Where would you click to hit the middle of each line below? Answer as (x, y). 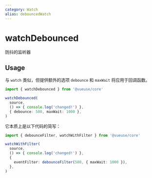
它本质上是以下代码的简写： (33, 126)
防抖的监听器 (18, 52)
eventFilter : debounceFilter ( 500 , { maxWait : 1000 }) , (71, 162)
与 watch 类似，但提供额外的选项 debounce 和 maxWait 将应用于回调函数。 (77, 80)
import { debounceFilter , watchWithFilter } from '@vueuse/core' (73, 135)
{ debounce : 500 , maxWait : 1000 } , (46, 112)
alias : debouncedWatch (28, 14)
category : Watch (21, 9)
